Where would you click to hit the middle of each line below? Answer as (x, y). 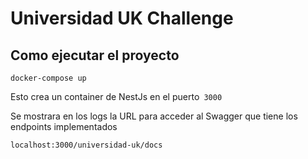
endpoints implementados (64, 126)
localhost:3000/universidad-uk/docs (86, 145)
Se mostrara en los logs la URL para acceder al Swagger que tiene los (154, 116)
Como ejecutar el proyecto (95, 55)
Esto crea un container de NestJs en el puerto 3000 (116, 96)
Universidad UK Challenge (122, 18)
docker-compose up (48, 78)
